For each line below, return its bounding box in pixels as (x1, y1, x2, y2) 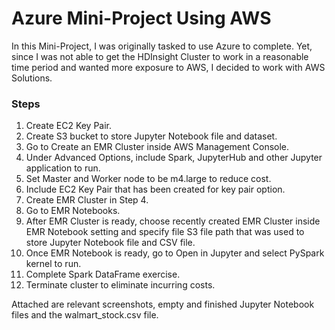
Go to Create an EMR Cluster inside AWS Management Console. (25, 141, 290, 153)
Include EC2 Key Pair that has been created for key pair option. (25, 183, 286, 196)
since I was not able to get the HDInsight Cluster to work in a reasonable (11, 50, 309, 62)
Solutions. (11, 72, 53, 84)
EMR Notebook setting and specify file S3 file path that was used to (25, 226, 305, 238)
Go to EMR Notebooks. (25, 205, 121, 217)
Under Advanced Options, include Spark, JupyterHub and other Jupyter (25, 152, 323, 164)
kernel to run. (25, 258, 82, 270)
